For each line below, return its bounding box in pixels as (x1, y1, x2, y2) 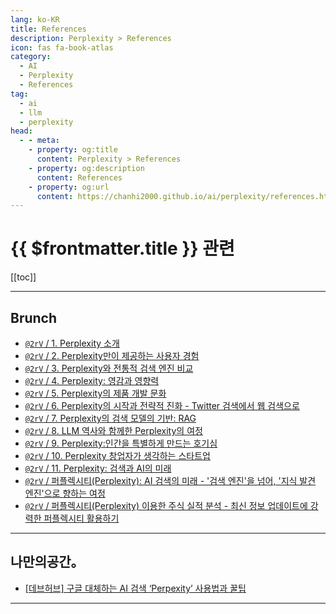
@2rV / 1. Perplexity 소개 (24, 337, 120, 349)
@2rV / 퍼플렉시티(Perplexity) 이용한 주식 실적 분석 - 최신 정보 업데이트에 (24, 500, 308, 511)
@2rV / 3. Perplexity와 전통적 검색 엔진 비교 (24, 362, 194, 374)
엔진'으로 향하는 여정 (24, 487, 106, 499)
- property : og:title (28, 145, 118, 155)
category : (10, 52, 52, 62)
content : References (36, 172, 123, 183)
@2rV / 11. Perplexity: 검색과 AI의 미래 (24, 462, 172, 474)
